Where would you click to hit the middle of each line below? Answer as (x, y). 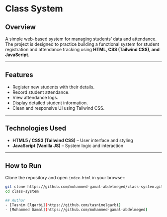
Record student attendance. (41, 92)
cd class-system (22, 192)
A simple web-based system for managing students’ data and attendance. (81, 39)
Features (19, 75)
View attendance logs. (35, 97)
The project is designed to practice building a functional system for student (82, 44)
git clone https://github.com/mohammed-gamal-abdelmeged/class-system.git (84, 187)
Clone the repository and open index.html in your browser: (65, 178)
